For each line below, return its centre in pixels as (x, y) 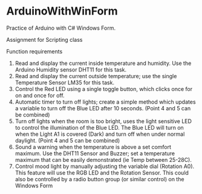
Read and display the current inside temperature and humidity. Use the (103, 63)
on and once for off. (40, 95)
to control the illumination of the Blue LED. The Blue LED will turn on (99, 127)
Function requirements (34, 51)
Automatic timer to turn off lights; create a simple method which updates (105, 102)
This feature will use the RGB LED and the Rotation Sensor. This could (102, 172)
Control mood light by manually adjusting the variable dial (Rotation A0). (105, 166)
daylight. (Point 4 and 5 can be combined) (67, 140)
